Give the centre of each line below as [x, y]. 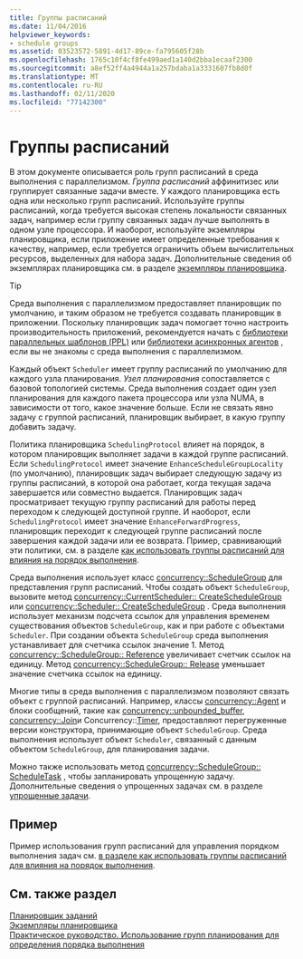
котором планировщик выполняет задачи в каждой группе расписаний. [149, 454]
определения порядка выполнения [77, 944]
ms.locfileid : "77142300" [58, 102]
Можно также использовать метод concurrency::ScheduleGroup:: [135, 767]
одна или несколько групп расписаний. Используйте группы [127, 201]
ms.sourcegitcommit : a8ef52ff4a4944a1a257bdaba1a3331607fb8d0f [131, 69]
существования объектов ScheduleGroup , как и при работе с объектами [147, 625]
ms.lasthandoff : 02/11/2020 [62, 93]
